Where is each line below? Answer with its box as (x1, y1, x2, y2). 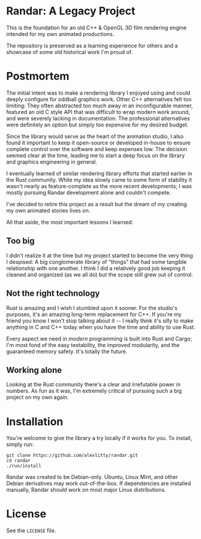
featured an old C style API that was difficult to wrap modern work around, (6, 108, 190, 115)
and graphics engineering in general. (6, 158, 97, 165)
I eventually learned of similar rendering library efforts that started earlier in (6, 170, 193, 177)
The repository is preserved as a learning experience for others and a (6, 42, 178, 49)
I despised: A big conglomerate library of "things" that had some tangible (6, 258, 187, 265)
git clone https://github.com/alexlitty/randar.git (6, 453, 138, 459)
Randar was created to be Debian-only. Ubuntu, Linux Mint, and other (6, 474, 178, 481)
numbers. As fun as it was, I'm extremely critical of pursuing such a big (6, 387, 182, 395)
